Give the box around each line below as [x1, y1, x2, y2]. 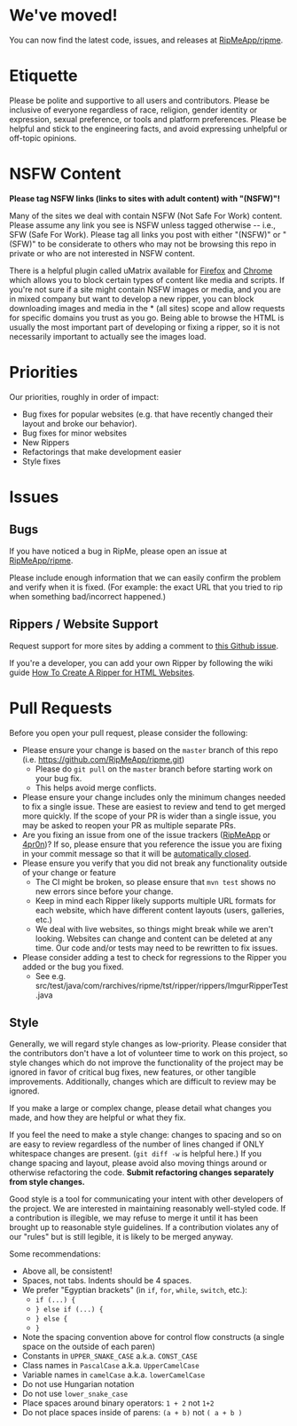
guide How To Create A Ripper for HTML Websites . [9, 667, 195, 678]
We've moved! [9, 5, 118, 26]
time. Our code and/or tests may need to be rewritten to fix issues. [35, 942, 278, 953]
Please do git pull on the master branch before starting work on [35, 764, 273, 774]
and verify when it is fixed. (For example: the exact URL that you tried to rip [9, 582, 284, 592]
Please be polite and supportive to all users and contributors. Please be [9, 95, 270, 106]
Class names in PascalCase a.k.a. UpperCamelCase [21, 1360, 199, 1371]
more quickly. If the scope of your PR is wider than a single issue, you [21, 811, 277, 821]
